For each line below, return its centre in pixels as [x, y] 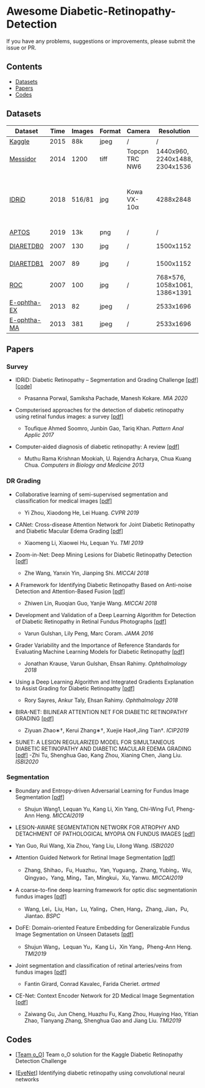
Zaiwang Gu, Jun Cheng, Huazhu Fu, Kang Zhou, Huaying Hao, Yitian [111, 1014]
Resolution [174, 131]
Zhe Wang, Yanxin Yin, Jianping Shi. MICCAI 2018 [87, 573]
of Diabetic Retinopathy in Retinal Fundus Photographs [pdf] [91, 621]
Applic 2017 [39, 435]
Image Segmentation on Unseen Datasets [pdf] [74, 934]
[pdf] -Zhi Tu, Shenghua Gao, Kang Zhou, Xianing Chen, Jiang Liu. [99, 755]
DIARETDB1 [27, 263]
